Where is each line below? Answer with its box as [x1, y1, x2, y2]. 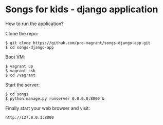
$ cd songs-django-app [5, 45, 54, 50]
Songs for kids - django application [5, 4, 158, 15]
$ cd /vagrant [5, 73, 36, 78]
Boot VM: [5, 54, 25, 60]
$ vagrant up [5, 64, 33, 69]
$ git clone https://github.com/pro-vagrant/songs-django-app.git [5, 40, 151, 46]
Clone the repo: [5, 30, 39, 36]
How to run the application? [5, 20, 64, 27]
